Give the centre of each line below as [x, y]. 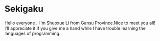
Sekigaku [24, 9]
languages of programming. [33, 33]
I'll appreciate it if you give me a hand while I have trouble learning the [75, 28]
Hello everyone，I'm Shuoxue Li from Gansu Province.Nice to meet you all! [80, 23]
